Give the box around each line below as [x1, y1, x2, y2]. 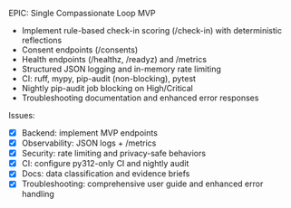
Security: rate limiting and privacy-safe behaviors [21, 148, 206, 159]
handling [21, 189, 55, 200]
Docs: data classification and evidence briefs [21, 168, 190, 179]
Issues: [8, 110, 35, 120]
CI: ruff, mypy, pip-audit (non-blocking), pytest [21, 73, 197, 84]
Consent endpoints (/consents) [21, 44, 139, 55]
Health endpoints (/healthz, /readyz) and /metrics [21, 54, 208, 64]
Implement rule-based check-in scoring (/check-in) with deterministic [21, 25, 283, 35]
